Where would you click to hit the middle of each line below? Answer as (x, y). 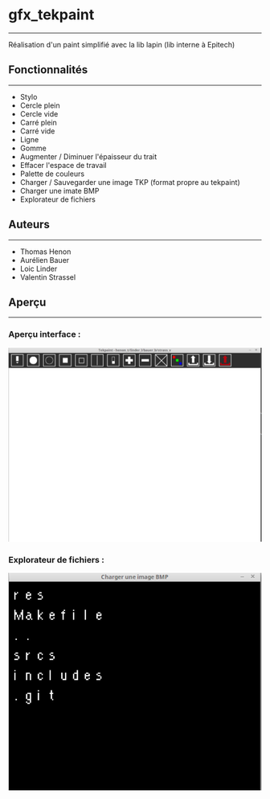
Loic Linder (39, 268)
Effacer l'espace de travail (63, 165)
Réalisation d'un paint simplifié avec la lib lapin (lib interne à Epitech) (122, 44)
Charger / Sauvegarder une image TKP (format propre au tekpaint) (130, 182)
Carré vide (37, 131)
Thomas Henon (45, 252)
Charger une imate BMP (59, 191)
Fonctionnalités (48, 70)
